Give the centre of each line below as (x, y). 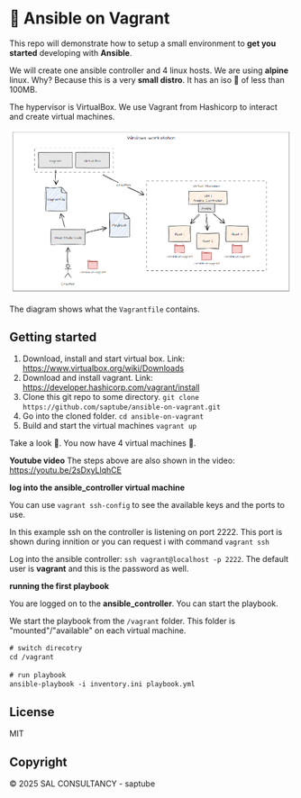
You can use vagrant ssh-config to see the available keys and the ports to (147, 505)
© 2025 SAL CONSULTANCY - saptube (82, 784)
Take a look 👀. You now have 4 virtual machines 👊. (103, 443)
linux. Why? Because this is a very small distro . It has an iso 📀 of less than (147, 79)
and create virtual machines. (62, 116)
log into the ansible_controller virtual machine (97, 488)
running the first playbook (59, 586)
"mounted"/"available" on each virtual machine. (98, 630)
